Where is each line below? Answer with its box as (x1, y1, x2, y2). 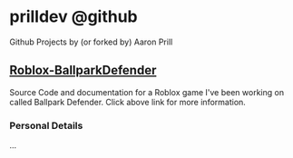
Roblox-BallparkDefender (9, 63, 157, 78)
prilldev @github (9, 6, 138, 27)
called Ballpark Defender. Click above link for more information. (9, 96, 247, 107)
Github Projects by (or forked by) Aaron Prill (9, 36, 173, 47)
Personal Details (9, 119, 83, 132)
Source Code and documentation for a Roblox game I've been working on (9, 86, 284, 97)
